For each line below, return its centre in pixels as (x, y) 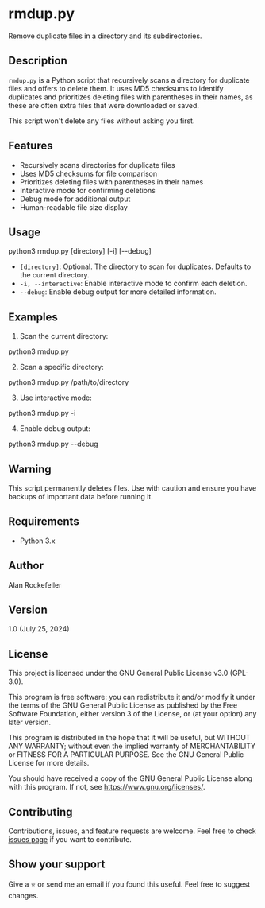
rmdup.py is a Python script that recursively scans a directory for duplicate (129, 80)
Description (38, 61)
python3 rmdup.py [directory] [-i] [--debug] (80, 251)
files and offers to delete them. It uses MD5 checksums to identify (116, 88)
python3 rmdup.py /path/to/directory (69, 382)
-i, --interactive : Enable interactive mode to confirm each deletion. (133, 284)
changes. (23, 895)
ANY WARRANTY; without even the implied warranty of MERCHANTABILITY (132, 746)
